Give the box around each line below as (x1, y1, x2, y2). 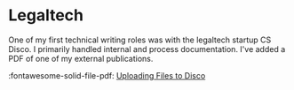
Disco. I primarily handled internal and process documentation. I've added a (8, 43, 286, 54)
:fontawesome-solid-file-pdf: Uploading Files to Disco (8, 70, 206, 80)
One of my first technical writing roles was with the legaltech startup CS (8, 34, 272, 45)
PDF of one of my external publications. (8, 53, 154, 64)
